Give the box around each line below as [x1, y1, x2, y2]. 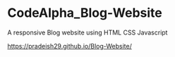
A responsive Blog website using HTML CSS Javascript [7, 28, 168, 37]
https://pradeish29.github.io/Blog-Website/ [7, 42, 132, 50]
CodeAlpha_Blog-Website [7, 5, 162, 21]
